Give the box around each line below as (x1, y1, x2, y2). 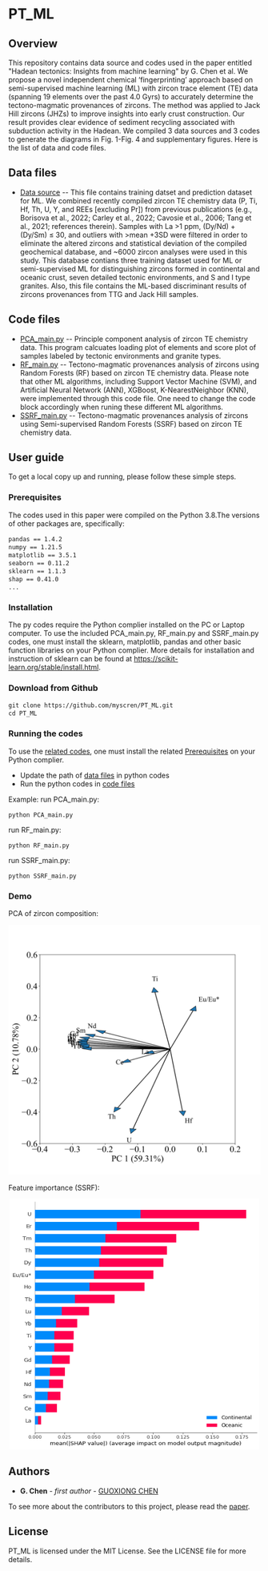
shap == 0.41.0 (8, 575, 59, 583)
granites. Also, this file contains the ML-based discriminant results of (19, 281, 247, 291)
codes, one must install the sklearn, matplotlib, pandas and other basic (8, 637, 242, 647)
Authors (8, 1465, 50, 1478)
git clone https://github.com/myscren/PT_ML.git (8, 701, 174, 709)
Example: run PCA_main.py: (8, 794, 100, 804)
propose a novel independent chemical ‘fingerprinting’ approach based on (8, 75, 254, 84)
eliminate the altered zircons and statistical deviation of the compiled (19, 238, 247, 248)
